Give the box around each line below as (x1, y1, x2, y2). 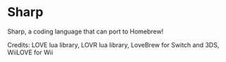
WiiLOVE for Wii (7, 48, 54, 56)
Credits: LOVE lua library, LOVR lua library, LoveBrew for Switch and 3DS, (7, 40, 220, 49)
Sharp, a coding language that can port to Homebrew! (7, 27, 164, 36)
